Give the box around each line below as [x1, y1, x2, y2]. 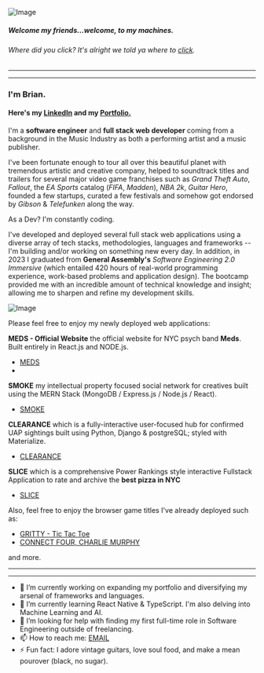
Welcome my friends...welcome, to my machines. [8, 25, 174, 35]
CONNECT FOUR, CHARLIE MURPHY [19, 537, 141, 547]
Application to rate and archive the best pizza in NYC [8, 475, 181, 485]
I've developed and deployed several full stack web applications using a [8, 229, 241, 239]
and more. [8, 552, 42, 561]
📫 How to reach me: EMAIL [19, 633, 110, 642]
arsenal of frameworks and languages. [19, 591, 145, 600]
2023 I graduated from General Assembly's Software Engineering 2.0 [8, 254, 236, 264]
